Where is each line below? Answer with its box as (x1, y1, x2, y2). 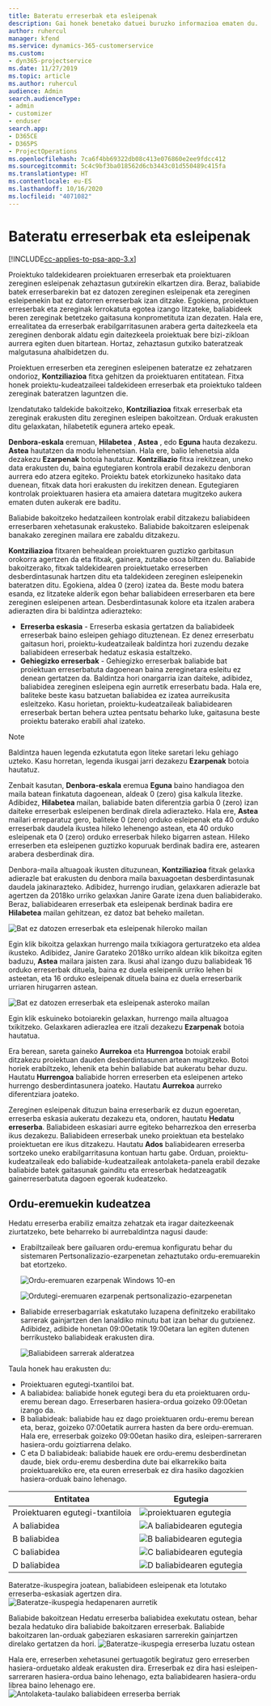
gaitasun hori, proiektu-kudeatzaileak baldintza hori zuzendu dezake (19, 638, 249, 648)
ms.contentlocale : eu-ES (8, 177, 92, 186)
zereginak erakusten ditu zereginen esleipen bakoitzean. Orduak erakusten (8, 413, 259, 422)
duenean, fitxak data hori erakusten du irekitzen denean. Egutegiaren (8, 480, 239, 489)
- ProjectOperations (8, 147, 78, 155)
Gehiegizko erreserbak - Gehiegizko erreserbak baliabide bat (19, 656, 228, 666)
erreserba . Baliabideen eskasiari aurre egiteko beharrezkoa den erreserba (8, 1122, 256, 1132)
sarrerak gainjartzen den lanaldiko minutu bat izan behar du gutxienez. (19, 1315, 256, 1325)
